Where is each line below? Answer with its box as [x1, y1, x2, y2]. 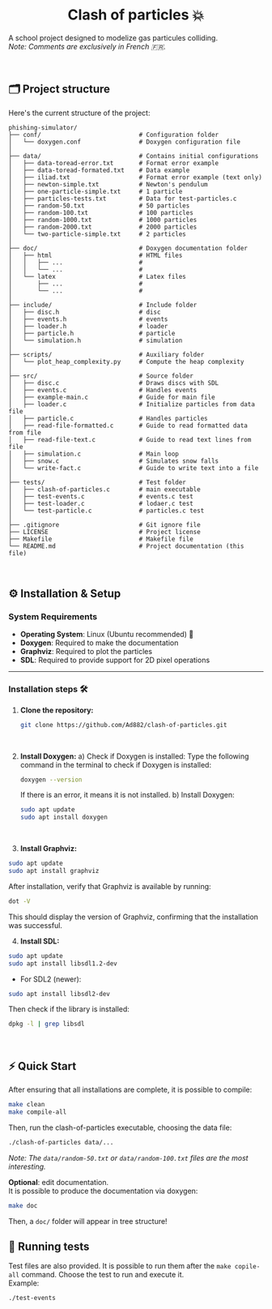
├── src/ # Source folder [8, 371, 194, 380]
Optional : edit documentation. [8, 1177, 109, 1187]
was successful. [8, 920, 63, 930]
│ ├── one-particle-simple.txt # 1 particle [8, 187, 183, 195]
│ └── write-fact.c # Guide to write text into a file [8, 464, 259, 472]
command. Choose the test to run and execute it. [21, 1270, 185, 1280]
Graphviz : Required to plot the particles [19, 647, 152, 657]
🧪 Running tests [8, 1240, 90, 1254]
